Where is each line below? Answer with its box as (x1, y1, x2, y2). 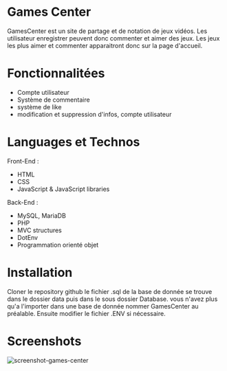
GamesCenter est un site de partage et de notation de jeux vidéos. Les (7, 27, 208, 35)
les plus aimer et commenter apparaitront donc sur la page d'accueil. (7, 41, 203, 49)
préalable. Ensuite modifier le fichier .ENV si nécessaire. (7, 309, 166, 317)
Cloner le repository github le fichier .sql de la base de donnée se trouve (7, 287, 213, 295)
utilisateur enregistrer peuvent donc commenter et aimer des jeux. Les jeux (7, 34, 220, 42)
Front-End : (7, 157, 39, 165)
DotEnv (17, 233, 39, 241)
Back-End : (7, 198, 39, 206)
